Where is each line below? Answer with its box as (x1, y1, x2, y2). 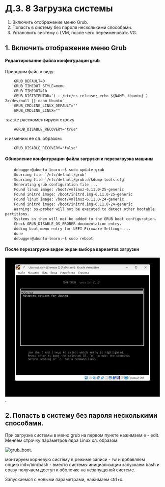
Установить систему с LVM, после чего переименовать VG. (12, 29, 137, 35)
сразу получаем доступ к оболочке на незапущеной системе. (5, 467, 136, 473)
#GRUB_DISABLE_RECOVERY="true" (14, 127, 78, 132)
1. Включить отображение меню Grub (5, 44, 127, 52)
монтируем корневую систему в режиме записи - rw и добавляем (5, 456, 145, 462)
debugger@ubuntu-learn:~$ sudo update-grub (14, 167, 105, 172)
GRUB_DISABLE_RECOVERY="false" (14, 145, 78, 150)
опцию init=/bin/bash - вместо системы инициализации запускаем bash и (5, 461, 160, 467)
